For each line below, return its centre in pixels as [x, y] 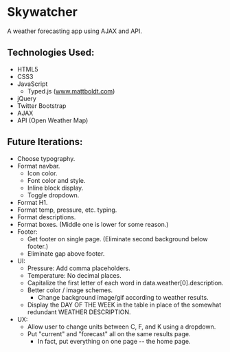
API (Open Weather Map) [53, 120]
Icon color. [42, 173]
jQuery [26, 98]
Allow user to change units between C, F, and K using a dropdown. [122, 327]
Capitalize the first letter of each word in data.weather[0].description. [125, 283]
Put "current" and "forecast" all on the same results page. [109, 333]
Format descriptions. [46, 217]
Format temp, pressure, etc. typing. [67, 210]
